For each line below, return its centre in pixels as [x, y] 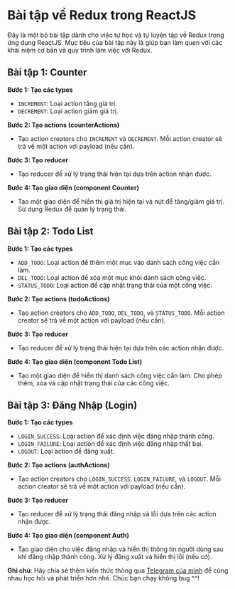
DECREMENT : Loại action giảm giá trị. [68, 111]
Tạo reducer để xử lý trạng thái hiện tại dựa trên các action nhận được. [121, 348]
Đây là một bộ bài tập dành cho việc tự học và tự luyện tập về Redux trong [116, 35]
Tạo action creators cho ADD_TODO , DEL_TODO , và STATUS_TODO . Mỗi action [121, 313]
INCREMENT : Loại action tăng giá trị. [67, 103]
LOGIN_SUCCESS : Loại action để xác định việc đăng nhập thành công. [116, 436]
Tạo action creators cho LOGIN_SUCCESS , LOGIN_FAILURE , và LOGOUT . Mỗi [119, 479]
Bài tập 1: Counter [47, 72]
